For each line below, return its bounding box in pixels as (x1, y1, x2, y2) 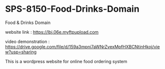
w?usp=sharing (5, 49, 37, 55)
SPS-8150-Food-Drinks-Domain (5, 3, 140, 15)
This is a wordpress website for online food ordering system (5, 58, 127, 64)
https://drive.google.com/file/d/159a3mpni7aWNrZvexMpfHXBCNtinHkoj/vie (5, 44, 160, 49)
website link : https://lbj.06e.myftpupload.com (5, 29, 99, 35)
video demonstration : (5, 38, 50, 45)
